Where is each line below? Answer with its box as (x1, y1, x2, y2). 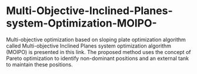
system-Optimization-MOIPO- (6, 16, 157, 30)
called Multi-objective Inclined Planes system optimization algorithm (6, 42, 172, 49)
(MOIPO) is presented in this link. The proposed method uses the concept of (6, 48, 191, 55)
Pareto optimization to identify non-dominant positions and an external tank (6, 55, 189, 62)
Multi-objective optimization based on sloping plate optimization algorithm (6, 36, 186, 43)
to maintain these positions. (6, 60, 73, 68)
